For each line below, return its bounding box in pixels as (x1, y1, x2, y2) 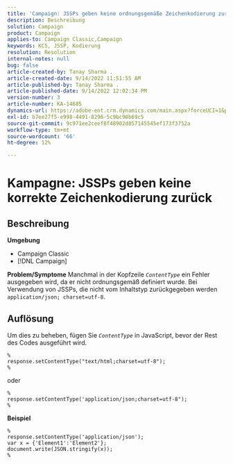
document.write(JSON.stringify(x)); (7, 445, 113, 452)
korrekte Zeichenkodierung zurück (7, 190, 213, 206)
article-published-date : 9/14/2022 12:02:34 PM (7, 88, 148, 94)
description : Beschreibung (7, 17, 85, 24)
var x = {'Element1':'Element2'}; (7, 439, 107, 447)
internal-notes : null (7, 56, 70, 63)
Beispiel (7, 414, 31, 422)
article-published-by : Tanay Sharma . (7, 81, 119, 88)
